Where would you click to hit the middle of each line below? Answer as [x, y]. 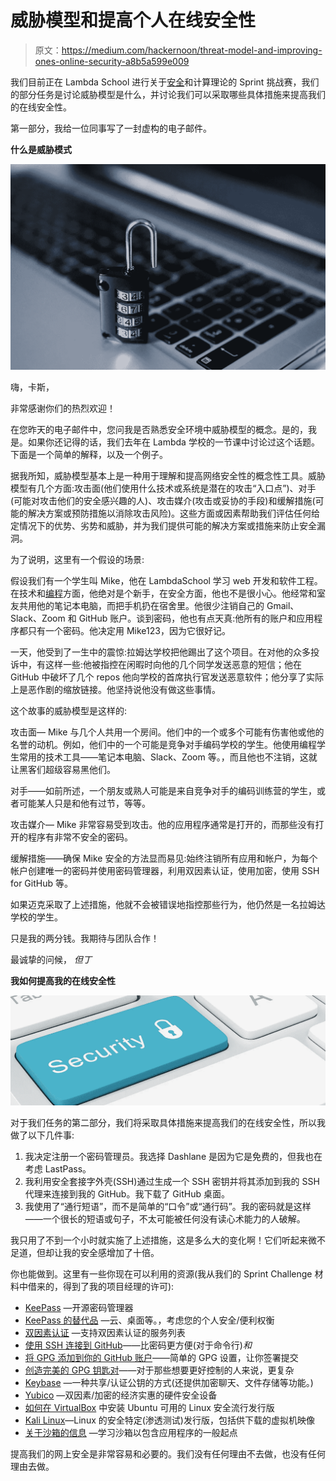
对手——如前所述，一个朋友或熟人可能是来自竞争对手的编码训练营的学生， [163, 791]
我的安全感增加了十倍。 [111, 1253]
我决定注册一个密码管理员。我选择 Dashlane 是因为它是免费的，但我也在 [173, 1157]
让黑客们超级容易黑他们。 [63, 770]
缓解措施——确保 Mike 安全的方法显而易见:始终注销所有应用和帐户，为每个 [164, 858]
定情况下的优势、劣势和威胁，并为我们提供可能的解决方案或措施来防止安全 [163, 526]
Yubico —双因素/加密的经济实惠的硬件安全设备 [121, 1395]
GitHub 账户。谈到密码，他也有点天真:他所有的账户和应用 [196, 618]
